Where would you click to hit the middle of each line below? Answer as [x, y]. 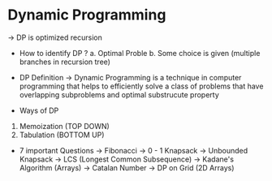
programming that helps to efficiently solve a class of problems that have [141, 86]
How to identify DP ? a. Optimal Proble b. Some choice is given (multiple [140, 53]
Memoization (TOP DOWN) [65, 126]
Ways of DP [39, 110]
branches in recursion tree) [65, 62]
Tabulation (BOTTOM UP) [62, 135]
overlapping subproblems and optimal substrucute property [119, 94]
